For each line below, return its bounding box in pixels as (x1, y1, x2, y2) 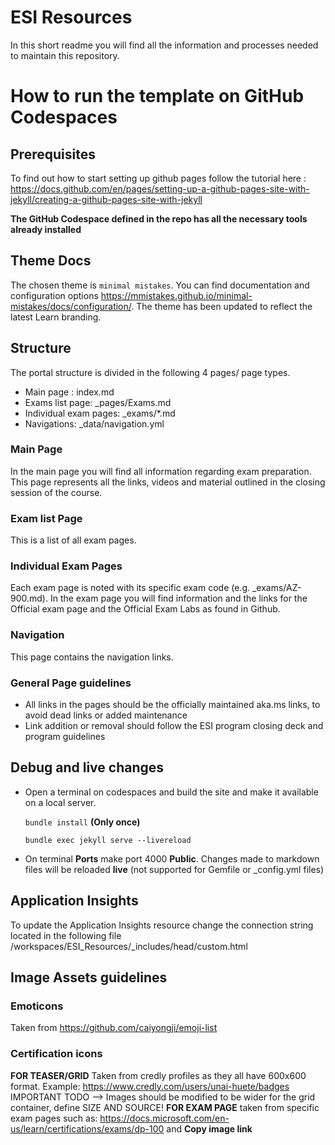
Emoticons (10, 999, 64, 1013)
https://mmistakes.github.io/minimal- (100, 289, 253, 301)
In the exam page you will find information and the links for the (49, 592, 308, 605)
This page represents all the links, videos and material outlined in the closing (10, 476, 326, 488)
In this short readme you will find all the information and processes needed (10, 39, 319, 51)
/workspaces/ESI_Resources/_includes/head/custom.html (10, 940, 248, 952)
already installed (10, 223, 82, 235)
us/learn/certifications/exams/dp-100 (10, 1122, 165, 1135)
